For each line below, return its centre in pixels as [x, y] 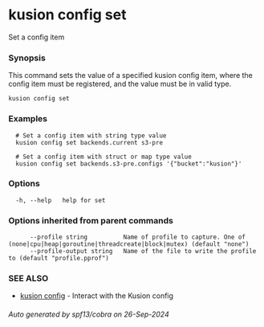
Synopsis [27, 58]
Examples [28, 119]
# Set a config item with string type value [91, 135]
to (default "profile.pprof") [59, 259]
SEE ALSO [28, 279]
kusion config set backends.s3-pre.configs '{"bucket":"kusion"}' [129, 163]
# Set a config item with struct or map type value [104, 157]
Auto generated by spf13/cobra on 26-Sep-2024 [89, 314]
